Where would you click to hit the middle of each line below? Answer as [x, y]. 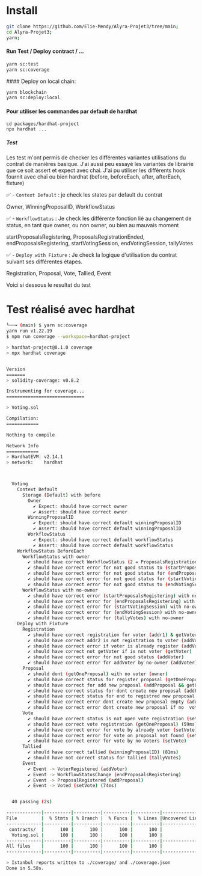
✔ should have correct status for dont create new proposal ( [107, 691]
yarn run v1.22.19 [29, 331]
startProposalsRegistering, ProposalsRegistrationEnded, [75, 237]
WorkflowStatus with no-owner [60, 590]
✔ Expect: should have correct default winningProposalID [107, 523]
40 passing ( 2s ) [32, 802]
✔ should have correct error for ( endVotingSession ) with [102, 613]
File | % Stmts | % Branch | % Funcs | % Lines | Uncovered [96, 818]
